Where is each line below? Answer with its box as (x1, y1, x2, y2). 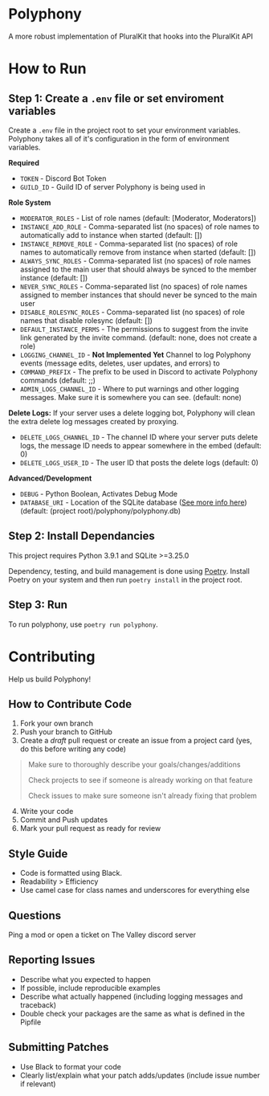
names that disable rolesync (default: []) (19, 315, 153, 325)
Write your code (19, 807, 74, 816)
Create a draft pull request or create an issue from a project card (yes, (19, 736, 253, 746)
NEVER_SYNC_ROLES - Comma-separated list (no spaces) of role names (19, 281, 247, 291)
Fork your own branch (19, 718, 94, 728)
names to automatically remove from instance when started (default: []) (19, 247, 257, 257)
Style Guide (8, 847, 68, 861)
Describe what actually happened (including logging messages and (19, 992, 243, 1001)
